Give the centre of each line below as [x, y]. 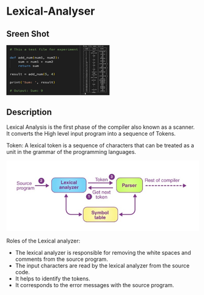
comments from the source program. [61, 259]
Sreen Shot [28, 34]
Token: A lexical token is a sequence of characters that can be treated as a [100, 145]
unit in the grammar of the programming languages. [71, 151]
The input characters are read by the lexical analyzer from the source [102, 266]
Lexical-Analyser [51, 11]
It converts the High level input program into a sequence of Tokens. [91, 133]
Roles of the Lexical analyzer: [43, 241]
